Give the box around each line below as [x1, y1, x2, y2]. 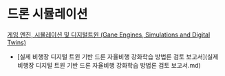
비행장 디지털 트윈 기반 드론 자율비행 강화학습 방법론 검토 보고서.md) [17, 61, 201, 69]
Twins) [7, 38, 26, 46]
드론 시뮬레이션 [7, 6, 88, 22]
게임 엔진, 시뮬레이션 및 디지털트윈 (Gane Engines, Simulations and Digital [7, 30, 211, 39]
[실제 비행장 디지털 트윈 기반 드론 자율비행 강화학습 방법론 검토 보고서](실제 [17, 53, 219, 61]
